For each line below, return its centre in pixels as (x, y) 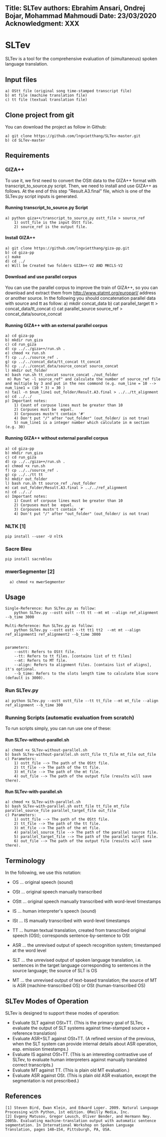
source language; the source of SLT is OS (55, 971)
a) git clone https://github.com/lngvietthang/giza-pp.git (67, 248)
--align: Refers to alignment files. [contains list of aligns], (83, 665)
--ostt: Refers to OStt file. (45, 652)
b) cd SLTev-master (25, 140)
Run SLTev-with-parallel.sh (34, 792)
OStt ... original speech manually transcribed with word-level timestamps (86, 902)
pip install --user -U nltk (34, 536)
